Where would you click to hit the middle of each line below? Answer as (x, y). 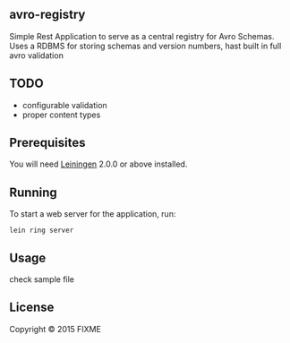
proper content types (61, 115)
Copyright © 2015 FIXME (55, 329)
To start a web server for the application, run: (93, 214)
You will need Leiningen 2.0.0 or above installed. (98, 164)
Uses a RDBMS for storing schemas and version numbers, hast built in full (145, 46)
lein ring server (42, 231)
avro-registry (47, 15)
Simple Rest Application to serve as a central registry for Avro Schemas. (142, 36)
